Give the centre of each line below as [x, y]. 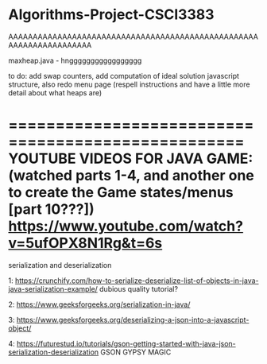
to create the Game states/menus [121, 193]
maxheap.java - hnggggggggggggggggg [75, 60]
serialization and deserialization [60, 265]
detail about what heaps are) [55, 92]
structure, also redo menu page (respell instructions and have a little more [129, 84]
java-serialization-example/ [53, 288]
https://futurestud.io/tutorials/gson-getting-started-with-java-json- [126, 343]
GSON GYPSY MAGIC [136, 352]
